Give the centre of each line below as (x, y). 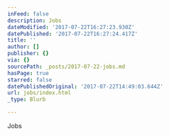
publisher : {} (28, 54)
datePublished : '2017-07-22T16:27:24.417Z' (73, 34)
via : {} (19, 60)
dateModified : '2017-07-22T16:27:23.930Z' (71, 27)
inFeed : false (28, 14)
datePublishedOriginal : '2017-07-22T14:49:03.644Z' (85, 86)
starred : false (30, 80)
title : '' (22, 40)
